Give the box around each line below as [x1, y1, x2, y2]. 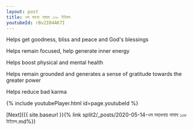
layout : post [6, 8, 39, 15]
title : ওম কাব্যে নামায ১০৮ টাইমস [6, 14, 71, 20]
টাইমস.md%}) [6, 118, 36, 125]
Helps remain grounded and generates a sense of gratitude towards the [6, 71, 182, 78]
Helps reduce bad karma [6, 88, 67, 96]
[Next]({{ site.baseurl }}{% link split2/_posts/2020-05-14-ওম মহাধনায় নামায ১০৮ [6, 111, 188, 119]
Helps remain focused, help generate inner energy [6, 47, 130, 55]
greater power [6, 77, 41, 84]
